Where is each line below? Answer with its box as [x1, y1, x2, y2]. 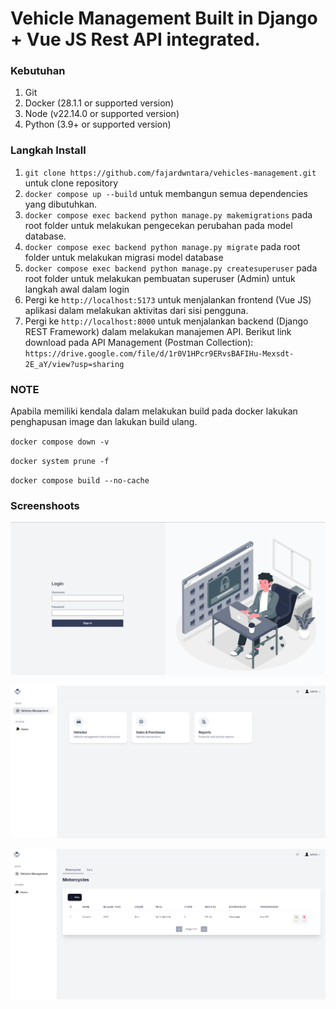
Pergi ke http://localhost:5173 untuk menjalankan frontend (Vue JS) [24, 293, 312, 306]
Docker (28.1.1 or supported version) [24, 97, 174, 109]
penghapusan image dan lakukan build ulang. [10, 416, 198, 428]
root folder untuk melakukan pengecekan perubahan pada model [24, 219, 293, 231]
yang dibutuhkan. [24, 198, 98, 210]
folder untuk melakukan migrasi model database [24, 251, 224, 263]
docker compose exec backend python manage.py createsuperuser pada [24, 262, 318, 274]
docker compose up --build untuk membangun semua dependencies [24, 187, 308, 199]
